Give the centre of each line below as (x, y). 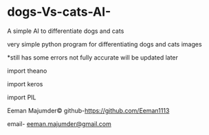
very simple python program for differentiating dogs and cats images (104, 44)
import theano (27, 71)
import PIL (22, 97)
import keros (25, 84)
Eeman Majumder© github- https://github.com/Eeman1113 (88, 110)
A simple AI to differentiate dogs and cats (66, 31)
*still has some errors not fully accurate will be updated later (93, 57)
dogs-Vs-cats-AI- (59, 12)
